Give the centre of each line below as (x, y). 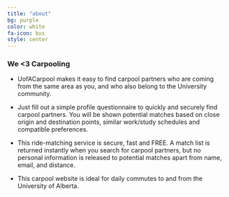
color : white (26, 26)
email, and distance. (46, 165)
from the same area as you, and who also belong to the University (112, 86)
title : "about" (29, 14)
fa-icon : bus (26, 33)
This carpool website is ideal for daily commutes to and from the (110, 179)
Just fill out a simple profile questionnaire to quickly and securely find (117, 107)
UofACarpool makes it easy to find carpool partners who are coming (116, 79)
